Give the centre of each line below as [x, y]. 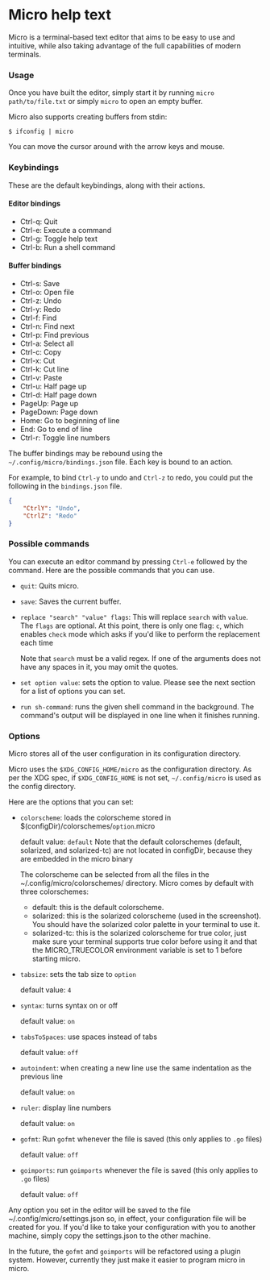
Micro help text [60, 15]
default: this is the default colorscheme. [98, 908]
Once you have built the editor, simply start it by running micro [112, 93]
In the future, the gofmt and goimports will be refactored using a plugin [125, 1252]
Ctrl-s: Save [40, 283]
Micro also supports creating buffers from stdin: [88, 117]
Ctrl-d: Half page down [58, 395]
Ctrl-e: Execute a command [66, 230]
